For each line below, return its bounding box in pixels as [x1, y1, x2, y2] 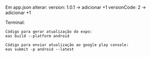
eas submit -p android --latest [5, 47, 74, 52]
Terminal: [5, 20, 25, 25]
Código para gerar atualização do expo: [5, 29, 93, 34]
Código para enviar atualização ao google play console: [5, 42, 129, 47]
